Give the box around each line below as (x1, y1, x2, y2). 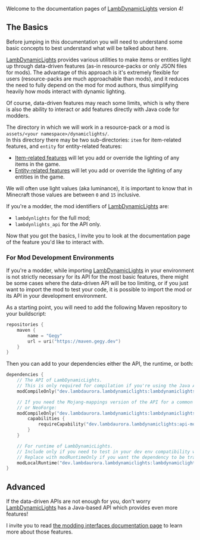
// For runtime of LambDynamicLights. (17, 443, 113, 449)
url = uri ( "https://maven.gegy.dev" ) (27, 338, 121, 344)
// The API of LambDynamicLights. (17, 377, 102, 384)
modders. (6, 112, 30, 119)
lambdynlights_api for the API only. (14, 220, 101, 227)
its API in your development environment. (6, 292, 107, 300)
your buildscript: (6, 310, 46, 317)
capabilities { (27, 416, 65, 422)
